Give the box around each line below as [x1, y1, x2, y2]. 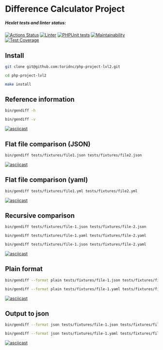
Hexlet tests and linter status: [5, 19, 66, 25]
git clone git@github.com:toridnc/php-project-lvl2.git [5, 64, 120, 69]
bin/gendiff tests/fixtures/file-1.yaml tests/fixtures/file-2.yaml [5, 233, 147, 238]
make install [5, 82, 32, 87]
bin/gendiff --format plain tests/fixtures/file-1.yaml [5, 286, 120, 292]
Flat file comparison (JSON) [5, 140, 91, 148]
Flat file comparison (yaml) [5, 176, 88, 184]
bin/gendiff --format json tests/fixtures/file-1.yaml [5, 331, 118, 336]
